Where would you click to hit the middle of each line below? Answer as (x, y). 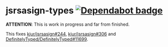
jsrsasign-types (40, 11)
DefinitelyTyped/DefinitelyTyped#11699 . (47, 39)
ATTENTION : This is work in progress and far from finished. (68, 24)
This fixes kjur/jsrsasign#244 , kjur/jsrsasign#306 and (61, 34)
